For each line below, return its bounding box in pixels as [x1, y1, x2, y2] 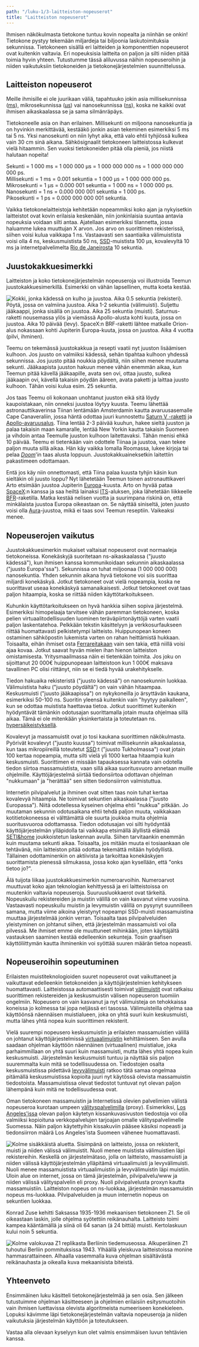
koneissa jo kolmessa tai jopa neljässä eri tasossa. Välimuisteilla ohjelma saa [6, 1004, 193, 1011]
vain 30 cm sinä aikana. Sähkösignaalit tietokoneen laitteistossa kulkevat [6, 138, 184, 146]
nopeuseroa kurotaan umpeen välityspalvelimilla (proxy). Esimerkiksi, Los [6, 1103, 186, 1110]
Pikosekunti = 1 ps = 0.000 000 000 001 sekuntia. [6, 194, 128, 201]
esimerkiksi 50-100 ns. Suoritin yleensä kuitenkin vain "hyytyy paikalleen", [6, 696, 188, 703]
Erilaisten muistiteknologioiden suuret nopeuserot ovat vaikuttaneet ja [6, 973, 177, 980]
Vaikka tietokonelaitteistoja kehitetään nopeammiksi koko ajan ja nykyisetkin [6, 206, 192, 213]
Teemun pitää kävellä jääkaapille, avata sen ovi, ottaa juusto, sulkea [6, 370, 171, 377]
